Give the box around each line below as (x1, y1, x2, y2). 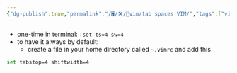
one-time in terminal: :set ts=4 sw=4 (16, 30, 125, 38)
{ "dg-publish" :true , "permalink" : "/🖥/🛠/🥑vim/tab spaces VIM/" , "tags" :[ (6, 10, 221, 18)
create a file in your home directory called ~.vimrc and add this (27, 45, 212, 53)
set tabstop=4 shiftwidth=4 (6, 58, 90, 66)
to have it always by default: (16, 37, 99, 46)
